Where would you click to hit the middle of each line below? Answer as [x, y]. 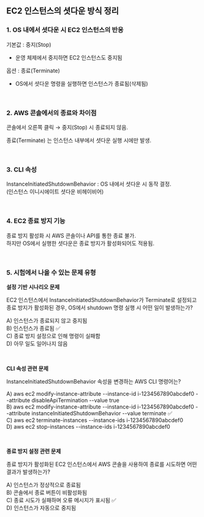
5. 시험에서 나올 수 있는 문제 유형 [51, 273]
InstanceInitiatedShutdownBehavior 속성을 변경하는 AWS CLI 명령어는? [94, 381]
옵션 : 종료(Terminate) [33, 70]
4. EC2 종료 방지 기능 [36, 221]
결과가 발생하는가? [28, 472]
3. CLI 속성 [21, 169]
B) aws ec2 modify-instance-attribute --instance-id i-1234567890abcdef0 [100, 407]
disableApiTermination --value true [75, 400]
